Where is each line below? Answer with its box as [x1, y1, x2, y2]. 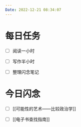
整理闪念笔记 [12, 69, 39, 75]
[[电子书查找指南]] [12, 116, 50, 122]
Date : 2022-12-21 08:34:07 [5, 7, 61, 12]
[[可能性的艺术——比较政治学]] [12, 106, 76, 112]
